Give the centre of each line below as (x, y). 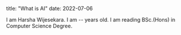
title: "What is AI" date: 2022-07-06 (49, 8)
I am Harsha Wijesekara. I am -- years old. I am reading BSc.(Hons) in (91, 20)
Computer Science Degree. (39, 26)
